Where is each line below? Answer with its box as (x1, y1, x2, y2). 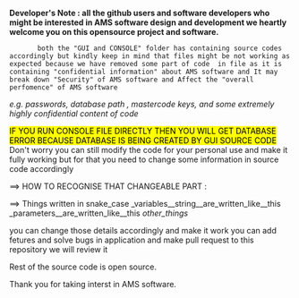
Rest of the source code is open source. (9, 261, 157, 272)
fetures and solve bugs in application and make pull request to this (9, 234, 254, 245)
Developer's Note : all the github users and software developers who (9, 8, 270, 18)
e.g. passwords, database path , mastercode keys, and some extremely (9, 98, 275, 109)
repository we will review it (9, 244, 108, 254)
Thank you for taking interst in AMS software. (9, 279, 177, 289)
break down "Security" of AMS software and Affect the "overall (9, 75, 254, 84)
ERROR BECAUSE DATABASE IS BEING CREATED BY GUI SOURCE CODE (9, 135, 278, 146)
